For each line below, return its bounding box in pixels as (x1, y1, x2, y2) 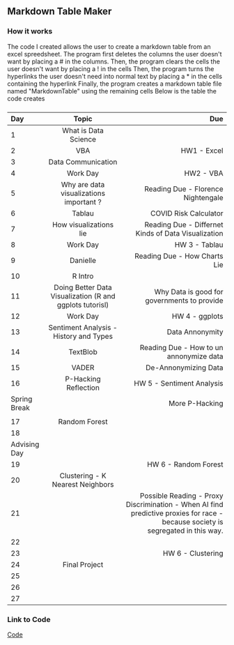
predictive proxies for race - (130, 508, 224, 518)
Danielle (69, 255, 96, 265)
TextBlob (68, 347, 97, 356)
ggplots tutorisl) (56, 300, 109, 310)
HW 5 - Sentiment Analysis (134, 378, 224, 388)
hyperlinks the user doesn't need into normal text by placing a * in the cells (7, 72, 223, 80)
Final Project (62, 559, 104, 569)
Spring (10, 394, 33, 404)
